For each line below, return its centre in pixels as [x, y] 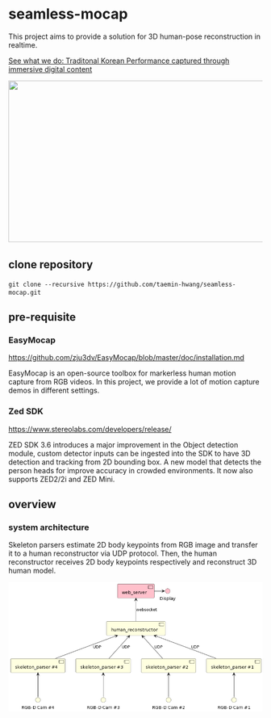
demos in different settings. [54, 390]
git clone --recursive [46, 284]
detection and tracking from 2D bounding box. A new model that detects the [135, 462]
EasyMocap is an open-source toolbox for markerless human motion [122, 373]
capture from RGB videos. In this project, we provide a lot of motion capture [134, 382]
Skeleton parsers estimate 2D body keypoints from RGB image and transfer [133, 545]
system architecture [49, 527]
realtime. [23, 44]
